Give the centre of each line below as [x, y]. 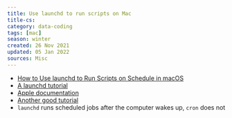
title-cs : [21, 20]
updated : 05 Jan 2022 [38, 52]
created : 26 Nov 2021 [38, 46]
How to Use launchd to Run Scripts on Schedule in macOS [100, 78]
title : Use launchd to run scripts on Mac [69, 13]
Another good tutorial [47, 100]
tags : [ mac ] [24, 33]
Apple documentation [48, 92]
